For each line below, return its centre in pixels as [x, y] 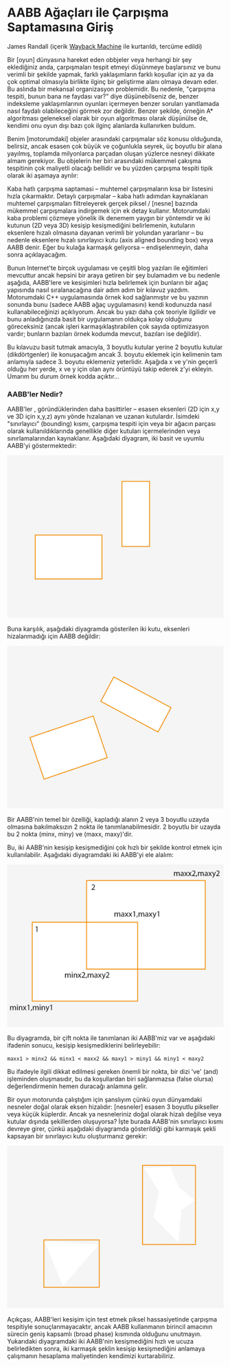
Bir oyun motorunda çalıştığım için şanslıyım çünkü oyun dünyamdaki [105, 1100]
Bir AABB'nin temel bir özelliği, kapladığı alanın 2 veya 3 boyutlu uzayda [108, 820]
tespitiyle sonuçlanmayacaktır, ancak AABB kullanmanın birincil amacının [110, 1327]
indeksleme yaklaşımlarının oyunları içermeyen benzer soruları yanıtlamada [113, 103]
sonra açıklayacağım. [37, 254]
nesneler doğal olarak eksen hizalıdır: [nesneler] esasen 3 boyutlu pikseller [113, 1107]
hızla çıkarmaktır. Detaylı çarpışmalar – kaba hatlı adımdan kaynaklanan [107, 196]
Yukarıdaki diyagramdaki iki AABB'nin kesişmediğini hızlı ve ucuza [101, 1342]
